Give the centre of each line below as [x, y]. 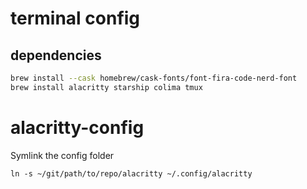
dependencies [56, 55]
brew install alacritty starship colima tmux [106, 87]
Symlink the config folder [62, 155]
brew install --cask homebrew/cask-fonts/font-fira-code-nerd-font [154, 78]
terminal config [75, 18]
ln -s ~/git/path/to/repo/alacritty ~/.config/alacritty [131, 173]
